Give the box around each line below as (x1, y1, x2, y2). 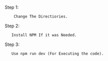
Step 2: (5, 23, 20, 29)
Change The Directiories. (14, 14, 68, 19)
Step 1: (5, 5, 19, 10)
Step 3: (5, 41, 20, 47)
